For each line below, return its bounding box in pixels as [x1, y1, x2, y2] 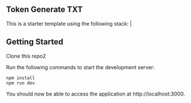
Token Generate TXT [6, 5, 83, 15]
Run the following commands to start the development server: [6, 63, 155, 70]
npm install [6, 75, 35, 81]
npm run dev [6, 80, 35, 86]
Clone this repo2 [6, 52, 46, 59]
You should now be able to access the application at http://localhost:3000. [6, 90, 185, 97]
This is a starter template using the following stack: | [6, 20, 132, 27]
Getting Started [6, 37, 64, 47]
